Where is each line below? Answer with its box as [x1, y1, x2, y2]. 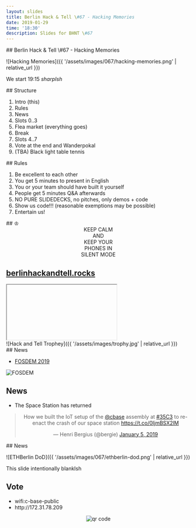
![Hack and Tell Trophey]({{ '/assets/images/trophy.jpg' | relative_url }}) [6, 340, 178, 347]
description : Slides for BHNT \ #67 [6, 31, 93, 36]
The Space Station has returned [14, 402, 92, 409]
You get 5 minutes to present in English [14, 177, 109, 184]
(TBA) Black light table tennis [14, 148, 85, 156]
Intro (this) [14, 98, 40, 106]
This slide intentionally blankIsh [6, 465, 82, 472]
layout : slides [6, 8, 43, 15]
